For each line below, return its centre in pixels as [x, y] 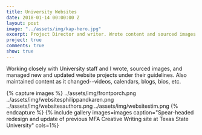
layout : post [23, 23]
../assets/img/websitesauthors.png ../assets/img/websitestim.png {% [92, 106]
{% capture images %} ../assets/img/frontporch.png [71, 93]
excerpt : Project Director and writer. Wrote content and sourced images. [103, 35]
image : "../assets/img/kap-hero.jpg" [54, 29]
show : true [20, 51]
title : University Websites [42, 12]
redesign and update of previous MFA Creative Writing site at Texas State [97, 119]
